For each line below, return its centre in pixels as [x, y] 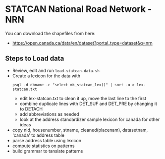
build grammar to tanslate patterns [48, 151]
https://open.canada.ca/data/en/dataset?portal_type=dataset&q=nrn [82, 43]
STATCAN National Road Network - [79, 9]
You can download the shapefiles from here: [50, 33]
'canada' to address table [38, 135]
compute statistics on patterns [43, 146]
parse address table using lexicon [47, 140]
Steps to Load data [35, 59]
